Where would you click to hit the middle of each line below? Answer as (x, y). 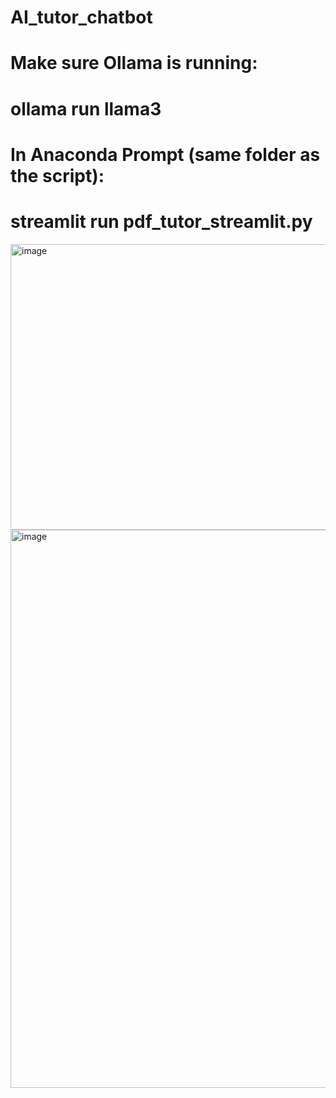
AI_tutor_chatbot (81, 17)
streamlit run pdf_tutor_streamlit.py (161, 221)
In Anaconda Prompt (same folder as (165, 154)
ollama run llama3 (86, 108)
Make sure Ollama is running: (134, 63)
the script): (57, 175)
